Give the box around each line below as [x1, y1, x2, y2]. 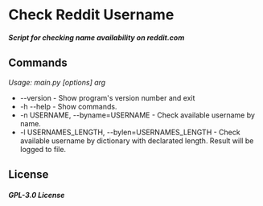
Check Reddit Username [8, 6, 175, 24]
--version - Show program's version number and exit [19, 93, 195, 102]
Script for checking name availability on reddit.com [8, 32, 185, 42]
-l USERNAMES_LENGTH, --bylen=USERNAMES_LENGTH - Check [19, 127, 240, 137]
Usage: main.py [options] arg [8, 77, 106, 87]
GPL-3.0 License [8, 190, 65, 200]
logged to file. [19, 144, 67, 154]
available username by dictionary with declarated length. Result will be [19, 135, 254, 146]
